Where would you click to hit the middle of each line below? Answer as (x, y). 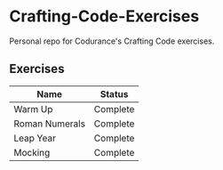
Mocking (32, 152)
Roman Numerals (50, 124)
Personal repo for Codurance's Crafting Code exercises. (112, 41)
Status (114, 93)
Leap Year (35, 138)
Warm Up (33, 109)
